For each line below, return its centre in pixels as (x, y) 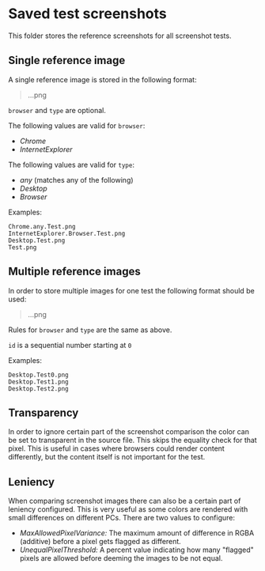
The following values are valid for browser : (77, 125)
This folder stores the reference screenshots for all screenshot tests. (120, 36)
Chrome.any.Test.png (42, 226)
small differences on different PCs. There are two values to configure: (122, 518)
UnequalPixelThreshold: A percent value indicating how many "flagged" (137, 550)
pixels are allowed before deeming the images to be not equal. (121, 558)
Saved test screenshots (88, 14)
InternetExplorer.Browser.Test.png (67, 233)
